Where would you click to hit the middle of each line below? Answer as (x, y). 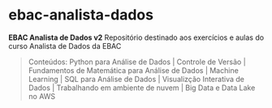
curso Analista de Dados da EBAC (65, 45)
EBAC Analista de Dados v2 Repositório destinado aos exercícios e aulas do (136, 37)
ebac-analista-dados (81, 15)
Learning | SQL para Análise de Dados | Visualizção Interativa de (136, 79)
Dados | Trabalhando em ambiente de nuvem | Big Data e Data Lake (142, 88)
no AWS (42, 96)
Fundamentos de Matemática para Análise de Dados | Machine (134, 70)
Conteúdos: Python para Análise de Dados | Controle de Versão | (137, 62)
